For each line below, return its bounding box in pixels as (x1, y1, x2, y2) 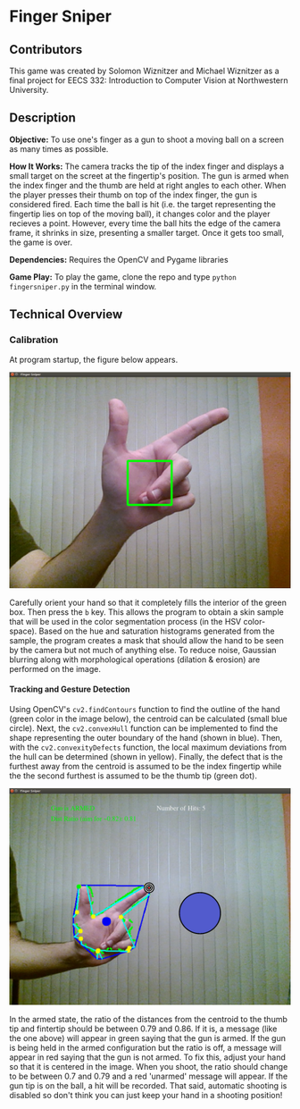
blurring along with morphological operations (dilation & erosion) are (9, 654, 261, 665)
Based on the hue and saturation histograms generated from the (38, 626, 275, 636)
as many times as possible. (9, 143, 109, 154)
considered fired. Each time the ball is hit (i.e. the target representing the (9, 198, 277, 209)
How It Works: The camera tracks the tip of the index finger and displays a (9, 161, 285, 172)
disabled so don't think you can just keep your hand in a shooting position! (9, 1089, 283, 1100)
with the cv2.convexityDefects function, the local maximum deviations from (9, 742, 287, 752)
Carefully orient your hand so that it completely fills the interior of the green (9, 597, 287, 608)
